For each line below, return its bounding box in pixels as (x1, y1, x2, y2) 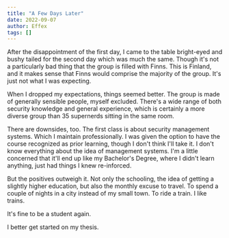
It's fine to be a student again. (7, 210, 92, 218)
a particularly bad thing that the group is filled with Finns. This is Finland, (7, 62, 212, 70)
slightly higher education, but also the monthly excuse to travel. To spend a (7, 182, 219, 190)
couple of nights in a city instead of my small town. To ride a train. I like (7, 189, 207, 198)
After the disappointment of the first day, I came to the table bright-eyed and (7, 48, 223, 56)
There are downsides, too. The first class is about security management (7, 125, 210, 133)
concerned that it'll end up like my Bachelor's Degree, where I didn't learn (7, 155, 215, 163)
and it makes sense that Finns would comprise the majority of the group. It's (7, 70, 221, 78)
